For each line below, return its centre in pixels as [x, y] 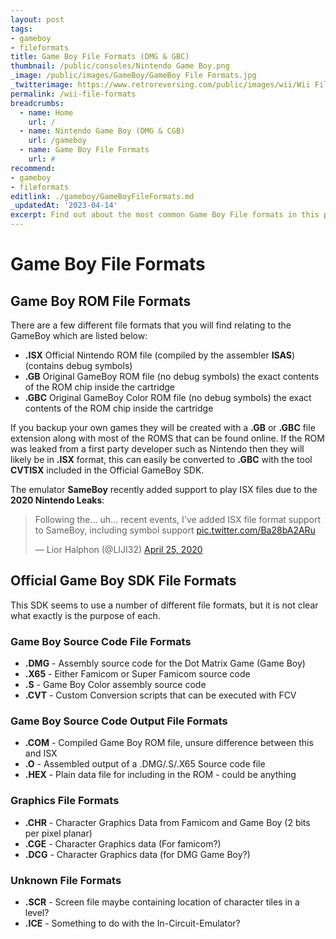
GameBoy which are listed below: [79, 335]
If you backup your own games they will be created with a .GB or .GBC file [163, 427]
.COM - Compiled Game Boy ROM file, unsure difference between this [169, 743]
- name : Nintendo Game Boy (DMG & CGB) [102, 131]
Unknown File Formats [66, 880]
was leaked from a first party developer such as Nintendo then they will [157, 449]
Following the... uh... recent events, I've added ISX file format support [178, 519]
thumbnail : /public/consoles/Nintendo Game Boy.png [120, 66]
